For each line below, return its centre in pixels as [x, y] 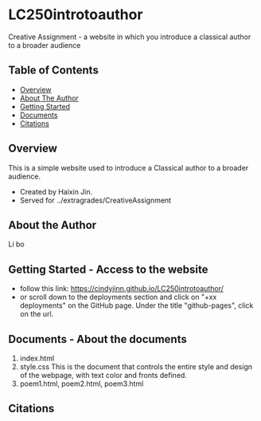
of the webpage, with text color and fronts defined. [103, 375]
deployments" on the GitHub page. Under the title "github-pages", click [136, 305]
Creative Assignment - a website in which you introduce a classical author [130, 37]
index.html [37, 358]
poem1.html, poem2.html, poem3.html [82, 384]
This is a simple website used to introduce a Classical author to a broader [129, 167]
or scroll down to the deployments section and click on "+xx [118, 297]
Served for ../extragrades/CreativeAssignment [95, 200]
